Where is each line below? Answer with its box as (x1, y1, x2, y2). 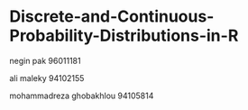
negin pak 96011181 (9, 55, 81, 66)
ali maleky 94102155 (9, 72, 85, 83)
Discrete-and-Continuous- (9, 6, 215, 27)
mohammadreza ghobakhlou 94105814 (9, 90, 154, 101)
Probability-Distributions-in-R (9, 25, 239, 46)
